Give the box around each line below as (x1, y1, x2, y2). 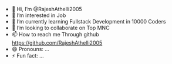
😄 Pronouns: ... (11, 46, 50, 52)
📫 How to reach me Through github (11, 31, 99, 38)
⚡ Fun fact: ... (11, 52, 44, 59)
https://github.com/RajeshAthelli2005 (11, 39, 103, 46)
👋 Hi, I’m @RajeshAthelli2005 (11, 6, 82, 12)
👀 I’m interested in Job (11, 12, 66, 19)
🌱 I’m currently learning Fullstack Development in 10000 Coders (11, 18, 166, 25)
